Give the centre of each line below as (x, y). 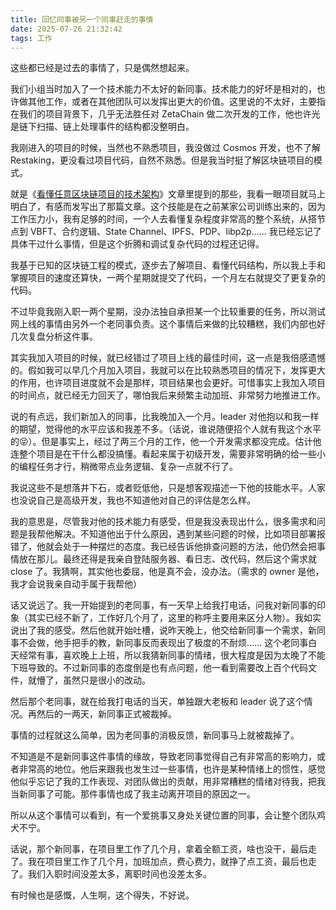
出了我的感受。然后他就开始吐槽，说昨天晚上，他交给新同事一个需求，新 (167, 630)
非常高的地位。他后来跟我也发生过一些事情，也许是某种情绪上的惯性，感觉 (172, 769)
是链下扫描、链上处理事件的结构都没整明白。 (102, 127)
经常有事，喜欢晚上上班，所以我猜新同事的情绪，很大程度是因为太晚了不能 (172, 655)
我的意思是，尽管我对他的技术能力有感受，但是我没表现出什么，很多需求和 (163, 522)
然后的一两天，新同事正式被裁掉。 (106, 714)
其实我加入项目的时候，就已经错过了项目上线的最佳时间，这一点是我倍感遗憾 (168, 358)
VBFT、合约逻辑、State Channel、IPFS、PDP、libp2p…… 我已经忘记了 (175, 232)
